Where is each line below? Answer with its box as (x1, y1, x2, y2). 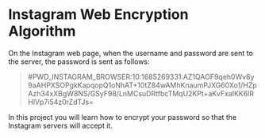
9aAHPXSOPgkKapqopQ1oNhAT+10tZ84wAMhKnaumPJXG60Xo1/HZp (27, 80, 258, 90)
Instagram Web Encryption (8, 6, 189, 24)
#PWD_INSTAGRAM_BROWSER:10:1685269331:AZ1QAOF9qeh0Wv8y (27, 72, 255, 81)
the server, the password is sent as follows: (8, 57, 150, 66)
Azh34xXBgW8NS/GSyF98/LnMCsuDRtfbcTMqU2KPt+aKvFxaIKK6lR (27, 88, 255, 98)
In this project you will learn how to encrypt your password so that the (8, 112, 237, 121)
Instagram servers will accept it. (8, 121, 113, 130)
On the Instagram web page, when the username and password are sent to (8, 48, 254, 58)
